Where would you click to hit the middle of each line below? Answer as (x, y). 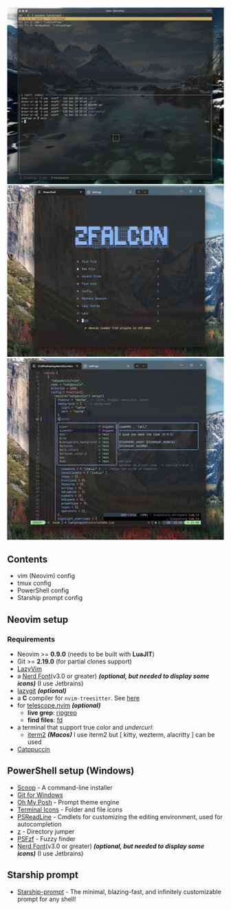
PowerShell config (43, 590)
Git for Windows (40, 795)
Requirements (31, 639)
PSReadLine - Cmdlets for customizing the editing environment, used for (120, 816)
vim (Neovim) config (46, 576)
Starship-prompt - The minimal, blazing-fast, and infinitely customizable (119, 891)
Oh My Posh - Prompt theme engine (68, 802)
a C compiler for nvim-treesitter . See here (78, 698)
